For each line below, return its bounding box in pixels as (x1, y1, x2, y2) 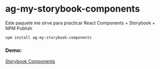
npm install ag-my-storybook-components (5, 35, 92, 40)
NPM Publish (5, 25, 33, 31)
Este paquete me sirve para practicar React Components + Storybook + (5, 20, 155, 26)
